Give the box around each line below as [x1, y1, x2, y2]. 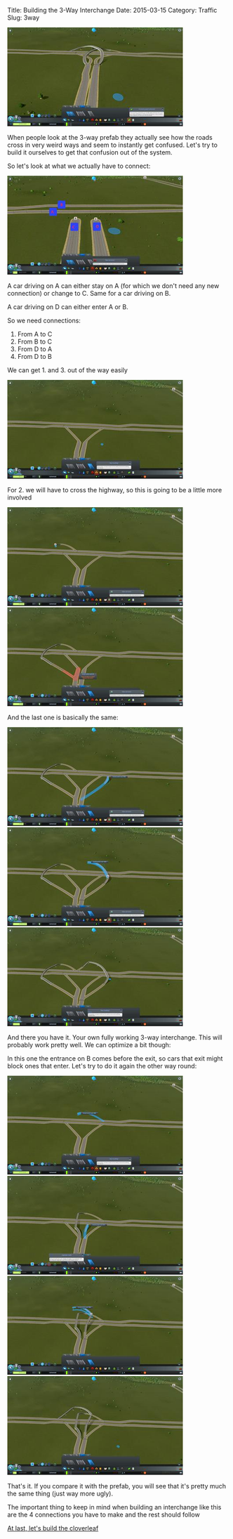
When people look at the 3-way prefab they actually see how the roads [7, 133, 213, 141]
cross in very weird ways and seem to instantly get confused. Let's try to [7, 140, 218, 149]
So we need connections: [7, 316, 81, 325]
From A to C [17, 330, 53, 338]
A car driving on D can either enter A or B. [7, 303, 128, 311]
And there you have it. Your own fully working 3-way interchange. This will [7, 1033, 222, 1042]
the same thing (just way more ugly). [7, 1489, 114, 1498]
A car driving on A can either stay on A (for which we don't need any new [7, 282, 220, 290]
